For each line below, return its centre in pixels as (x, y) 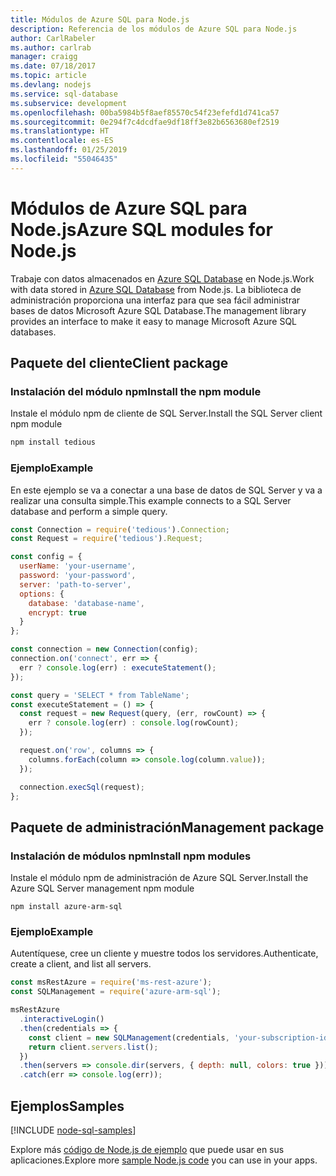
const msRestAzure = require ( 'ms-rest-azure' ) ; (111, 982)
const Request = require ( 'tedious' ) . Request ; (106, 539)
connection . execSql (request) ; (82, 787)
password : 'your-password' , (78, 576)
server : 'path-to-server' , (75, 584)
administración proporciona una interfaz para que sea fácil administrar (155, 300)
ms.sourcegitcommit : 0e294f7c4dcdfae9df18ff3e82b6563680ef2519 (145, 122)
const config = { (46, 557)
